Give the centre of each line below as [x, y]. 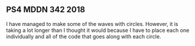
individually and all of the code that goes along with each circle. [84, 36]
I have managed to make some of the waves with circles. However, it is [92, 24]
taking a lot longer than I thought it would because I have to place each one [98, 30]
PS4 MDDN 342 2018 [46, 10]
